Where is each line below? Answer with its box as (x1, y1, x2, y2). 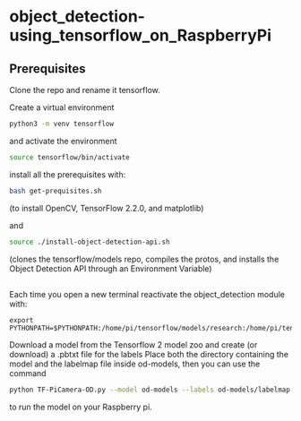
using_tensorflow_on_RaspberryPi (9, 25, 271, 46)
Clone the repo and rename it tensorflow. (9, 85, 161, 95)
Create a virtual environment (9, 102, 115, 113)
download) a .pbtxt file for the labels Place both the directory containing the (9, 348, 289, 359)
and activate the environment (9, 135, 118, 146)
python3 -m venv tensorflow (9, 119, 115, 128)
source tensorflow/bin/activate (9, 152, 130, 162)
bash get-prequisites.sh (9, 186, 102, 195)
